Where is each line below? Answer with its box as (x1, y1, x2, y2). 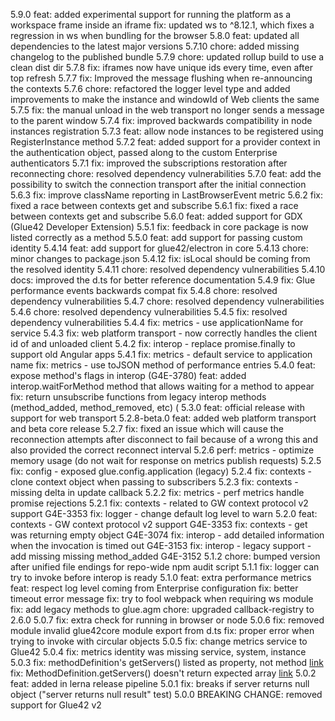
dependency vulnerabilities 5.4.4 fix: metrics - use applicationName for (10, 317, 304, 328)
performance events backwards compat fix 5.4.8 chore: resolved (10, 285, 278, 296)
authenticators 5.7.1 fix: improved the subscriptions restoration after (10, 157, 288, 169)
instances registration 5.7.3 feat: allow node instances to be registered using (10, 125, 324, 137)
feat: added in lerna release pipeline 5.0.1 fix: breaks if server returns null (10, 678, 310, 689)
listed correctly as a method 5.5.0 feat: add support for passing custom (10, 232, 303, 243)
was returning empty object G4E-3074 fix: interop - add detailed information (10, 529, 325, 541)
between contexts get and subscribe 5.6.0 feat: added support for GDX (10, 210, 303, 222)
